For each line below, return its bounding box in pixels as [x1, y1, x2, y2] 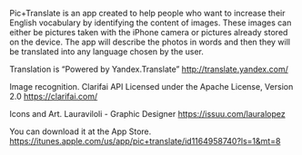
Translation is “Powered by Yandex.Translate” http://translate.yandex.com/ [9, 63, 288, 74]
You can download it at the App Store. [9, 126, 152, 137]
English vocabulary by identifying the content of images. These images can [9, 17, 292, 28]
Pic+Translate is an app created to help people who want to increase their [9, 8, 286, 18]
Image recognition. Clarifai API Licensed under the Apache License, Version [9, 82, 294, 92]
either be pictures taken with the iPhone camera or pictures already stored [9, 27, 288, 37]
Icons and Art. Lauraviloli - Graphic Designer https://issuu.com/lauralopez [9, 109, 286, 119]
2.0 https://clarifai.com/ [9, 91, 98, 102]
